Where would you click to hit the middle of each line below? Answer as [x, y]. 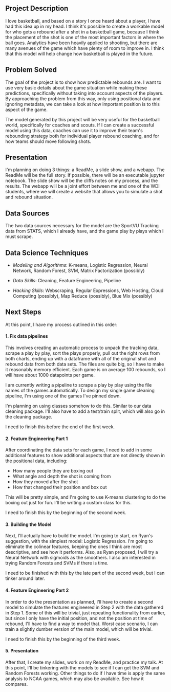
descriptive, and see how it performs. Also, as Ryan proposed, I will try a [82, 552]
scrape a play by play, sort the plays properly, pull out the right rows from [83, 353]
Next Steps [23, 312]
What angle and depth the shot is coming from [62, 476]
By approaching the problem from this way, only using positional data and [83, 98]
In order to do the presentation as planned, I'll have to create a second [79, 602]
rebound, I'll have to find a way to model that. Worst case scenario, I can [82, 624]
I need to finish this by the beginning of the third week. [63, 639]
